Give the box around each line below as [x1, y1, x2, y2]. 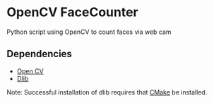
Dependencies [6, 48, 72, 60]
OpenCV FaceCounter [6, 4, 138, 20]
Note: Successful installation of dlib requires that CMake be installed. [6, 87, 208, 96]
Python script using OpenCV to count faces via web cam [6, 28, 172, 36]
